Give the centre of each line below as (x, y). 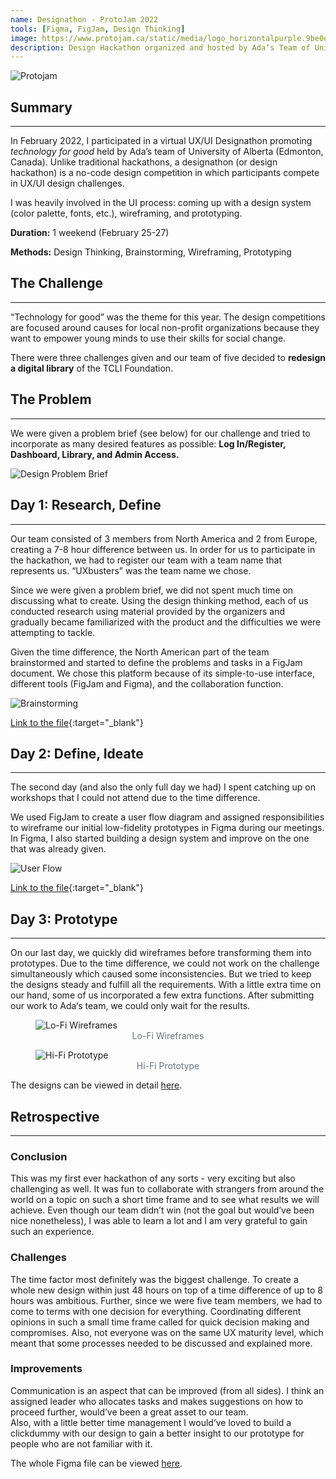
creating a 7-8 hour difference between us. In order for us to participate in (163, 549)
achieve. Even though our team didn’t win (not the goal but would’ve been (162, 1210)
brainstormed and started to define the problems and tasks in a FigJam (156, 662)
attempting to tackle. (53, 632)
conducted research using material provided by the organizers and (148, 611)
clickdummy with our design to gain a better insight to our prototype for (157, 1433)
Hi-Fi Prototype (168, 1066)
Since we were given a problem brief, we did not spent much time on (152, 590)
